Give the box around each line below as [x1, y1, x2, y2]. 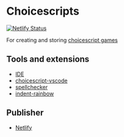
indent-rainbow [15, 90, 54, 97]
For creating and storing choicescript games [6, 36, 118, 43]
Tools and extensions [6, 54, 90, 65]
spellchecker [15, 83, 48, 91]
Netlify [15, 124, 32, 131]
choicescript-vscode [15, 76, 68, 84]
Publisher [6, 108, 44, 118]
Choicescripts [6, 4, 79, 18]
